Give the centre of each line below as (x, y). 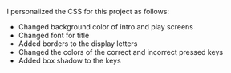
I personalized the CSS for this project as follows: (88, 12)
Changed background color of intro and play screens (105, 27)
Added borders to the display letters (78, 44)
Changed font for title (54, 35)
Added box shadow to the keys (69, 60)
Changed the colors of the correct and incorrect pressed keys (121, 52)
